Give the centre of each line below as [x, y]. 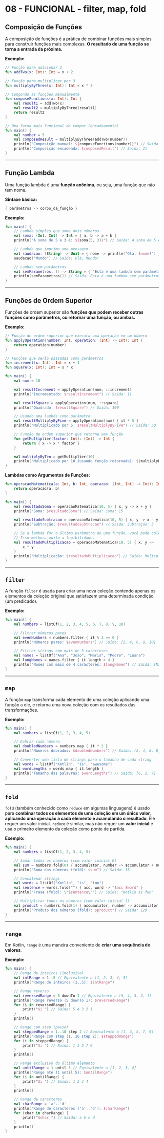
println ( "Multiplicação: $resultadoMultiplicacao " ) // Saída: [78, 556]
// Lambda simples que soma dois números [56, 231]
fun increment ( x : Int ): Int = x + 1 [42, 363]
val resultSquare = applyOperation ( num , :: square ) [66, 403]
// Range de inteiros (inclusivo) [49, 973]
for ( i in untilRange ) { [39, 1077]
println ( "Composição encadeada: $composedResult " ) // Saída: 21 [81, 149]
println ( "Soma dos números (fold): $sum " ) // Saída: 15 [72, 870]
